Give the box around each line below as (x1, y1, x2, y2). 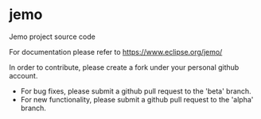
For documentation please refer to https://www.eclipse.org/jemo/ (9, 47, 223, 56)
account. (9, 71, 38, 80)
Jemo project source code (9, 32, 96, 41)
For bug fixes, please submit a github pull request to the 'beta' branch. (20, 86, 251, 96)
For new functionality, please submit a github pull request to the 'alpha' (20, 94, 254, 104)
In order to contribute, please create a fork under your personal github (9, 62, 240, 72)
